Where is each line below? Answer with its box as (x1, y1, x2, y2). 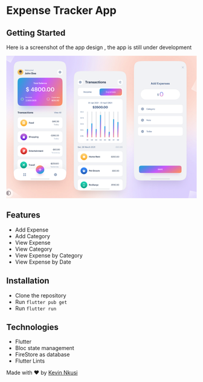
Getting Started (6, 28, 66, 38)
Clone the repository (14, 291, 66, 299)
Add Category (14, 232, 50, 239)
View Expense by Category (14, 251, 83, 259)
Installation (6, 276, 50, 286)
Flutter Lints (14, 357, 45, 364)
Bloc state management (14, 345, 74, 352)
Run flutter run (14, 305, 57, 312)
